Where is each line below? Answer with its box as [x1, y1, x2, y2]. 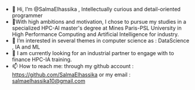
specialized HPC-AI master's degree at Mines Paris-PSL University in [11, 24, 182, 31]
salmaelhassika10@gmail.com [11, 78, 85, 84]
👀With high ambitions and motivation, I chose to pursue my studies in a [11, 18, 187, 25]
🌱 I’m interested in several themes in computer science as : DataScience [11, 37, 190, 44]
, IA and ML [11, 43, 41, 50]
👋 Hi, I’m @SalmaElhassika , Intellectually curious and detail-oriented [11, 6, 181, 12]
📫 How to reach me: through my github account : [11, 63, 134, 69]
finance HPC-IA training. [11, 56, 72, 63]
